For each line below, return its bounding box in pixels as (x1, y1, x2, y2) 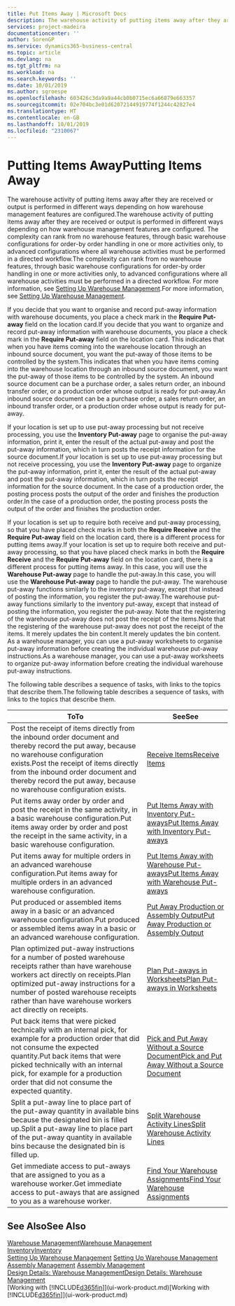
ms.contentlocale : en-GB (7, 114, 80, 121)
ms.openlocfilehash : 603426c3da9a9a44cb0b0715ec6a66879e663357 (7, 95, 196, 102)
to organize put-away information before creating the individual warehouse (7, 659, 224, 668)
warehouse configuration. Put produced (10, 915, 140, 925)
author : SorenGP (7, 36, 55, 43)
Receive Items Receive (146, 749, 220, 759)
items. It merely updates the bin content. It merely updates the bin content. (7, 630, 221, 638)
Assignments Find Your (146, 1175, 222, 1184)
